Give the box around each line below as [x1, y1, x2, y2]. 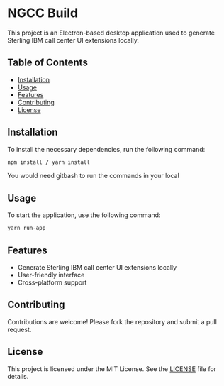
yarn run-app [7, 225, 46, 232]
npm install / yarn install [7, 158, 91, 166]
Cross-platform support [17, 278, 87, 287]
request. [7, 325, 32, 333]
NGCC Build [7, 5, 79, 21]
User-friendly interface [17, 270, 85, 279]
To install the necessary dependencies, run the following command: [7, 145, 206, 153]
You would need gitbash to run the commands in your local [7, 172, 179, 180]
